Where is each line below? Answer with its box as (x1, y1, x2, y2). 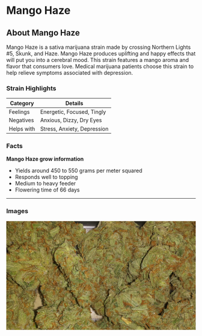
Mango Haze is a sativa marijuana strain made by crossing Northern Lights (6, 43, 191, 51)
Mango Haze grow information (6, 155, 84, 163)
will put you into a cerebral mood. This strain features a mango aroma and (6, 57, 189, 63)
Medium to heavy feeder (14, 180, 76, 187)
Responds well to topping (14, 173, 78, 181)
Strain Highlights (6, 84, 57, 92)
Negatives (8, 117, 34, 124)
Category (10, 99, 34, 107)
